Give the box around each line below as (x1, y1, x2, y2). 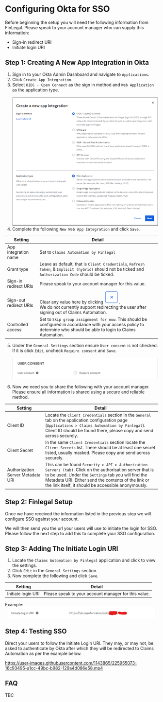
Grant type (7, 266, 29, 272)
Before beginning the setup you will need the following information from (5, 19, 149, 25)
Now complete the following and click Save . (12, 573, 98, 579)
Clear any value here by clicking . (39, 299, 120, 305)
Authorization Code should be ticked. (39, 271, 114, 277)
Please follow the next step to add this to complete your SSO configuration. (5, 530, 155, 536)
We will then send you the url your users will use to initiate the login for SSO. (5, 525, 158, 531)
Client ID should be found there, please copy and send (45, 427, 154, 433)
